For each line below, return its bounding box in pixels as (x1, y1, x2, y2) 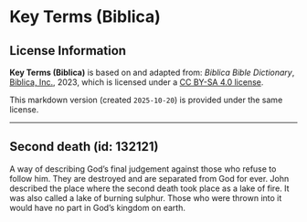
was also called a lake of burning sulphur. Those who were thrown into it (9, 192, 282, 203)
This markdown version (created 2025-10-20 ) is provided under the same (9, 94, 283, 105)
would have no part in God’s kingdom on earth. (9, 202, 185, 213)
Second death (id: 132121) (9, 139, 159, 154)
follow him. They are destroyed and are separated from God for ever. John (9, 173, 290, 184)
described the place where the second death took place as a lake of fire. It (9, 183, 290, 194)
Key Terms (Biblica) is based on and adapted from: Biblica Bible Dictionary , (9, 67, 295, 78)
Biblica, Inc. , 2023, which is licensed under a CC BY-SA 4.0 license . (9, 77, 264, 88)
